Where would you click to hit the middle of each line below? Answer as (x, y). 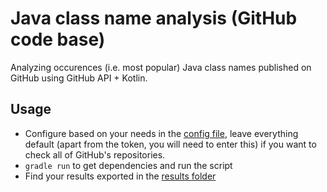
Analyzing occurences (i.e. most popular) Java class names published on (161, 67)
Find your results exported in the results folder (120, 176)
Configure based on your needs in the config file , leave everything (161, 133)
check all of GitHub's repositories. (95, 154)
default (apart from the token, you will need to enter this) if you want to (170, 144)
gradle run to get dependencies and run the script (128, 165)
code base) (58, 39)
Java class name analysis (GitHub (154, 18)
